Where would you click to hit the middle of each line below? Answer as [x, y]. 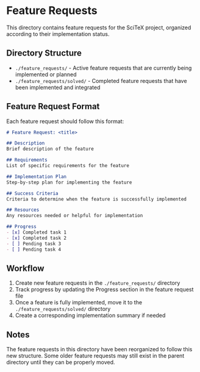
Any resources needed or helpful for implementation [75, 216]
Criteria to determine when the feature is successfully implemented [97, 199]
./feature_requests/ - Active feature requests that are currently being [103, 68]
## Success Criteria [33, 193]
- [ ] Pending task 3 [34, 244]
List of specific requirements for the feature [68, 166]
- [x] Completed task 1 [37, 232]
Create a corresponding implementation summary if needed [90, 315]
